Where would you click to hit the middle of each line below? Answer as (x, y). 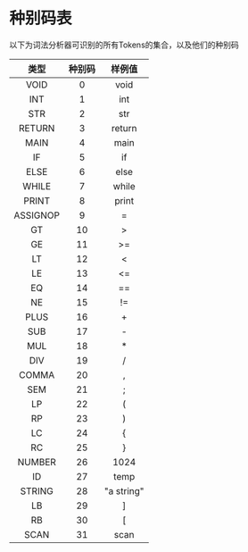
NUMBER (37, 462)
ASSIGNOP (37, 215)
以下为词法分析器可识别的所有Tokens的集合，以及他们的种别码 (124, 45)
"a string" (124, 490)
